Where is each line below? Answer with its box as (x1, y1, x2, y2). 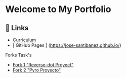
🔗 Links (5, 24, 29, 32)
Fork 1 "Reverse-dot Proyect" (12, 62, 74, 67)
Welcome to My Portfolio (5, 4, 111, 15)
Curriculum (12, 37, 36, 43)
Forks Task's (5, 52, 32, 58)
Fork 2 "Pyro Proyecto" (12, 67, 61, 73)
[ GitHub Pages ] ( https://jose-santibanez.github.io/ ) (12, 42, 121, 48)
